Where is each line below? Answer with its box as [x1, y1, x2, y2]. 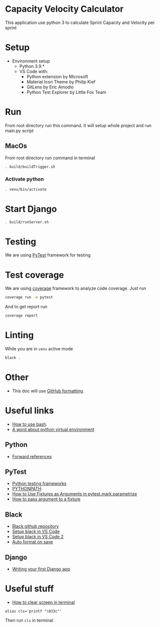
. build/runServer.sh [5, 219, 49, 224]
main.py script [5, 128, 34, 133]
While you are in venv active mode [5, 346, 73, 352]
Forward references [12, 454, 52, 459]
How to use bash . [12, 421, 48, 427]
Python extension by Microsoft [26, 73, 89, 79]
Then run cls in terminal [5, 617, 53, 623]
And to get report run [5, 304, 48, 310]
